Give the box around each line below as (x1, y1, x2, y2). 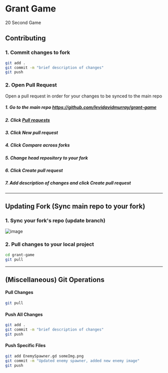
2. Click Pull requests (5, 117, 50, 123)
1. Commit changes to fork (5, 49, 70, 56)
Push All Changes (5, 311, 43, 317)
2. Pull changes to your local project (5, 241, 94, 248)
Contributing (5, 34, 46, 42)
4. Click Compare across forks (5, 142, 70, 148)
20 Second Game (5, 19, 41, 25)
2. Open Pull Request (5, 81, 57, 88)
